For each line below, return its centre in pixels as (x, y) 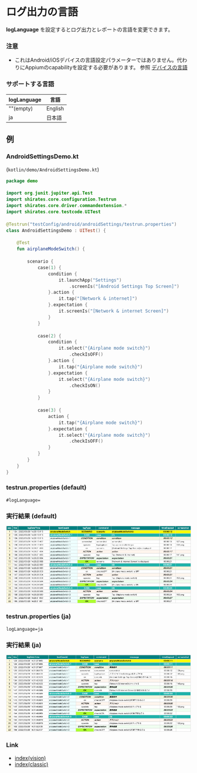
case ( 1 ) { (49, 267)
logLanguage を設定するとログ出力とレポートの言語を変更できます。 (90, 29)
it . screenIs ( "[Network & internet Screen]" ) (113, 311)
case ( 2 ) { (49, 336)
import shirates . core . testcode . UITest (53, 212)
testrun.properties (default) (46, 487)
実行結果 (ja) (24, 645)
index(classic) (31, 764)
